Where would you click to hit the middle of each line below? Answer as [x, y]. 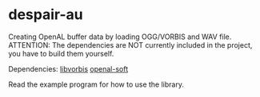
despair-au [46, 15]
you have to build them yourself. [61, 53]
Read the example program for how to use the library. [96, 84]
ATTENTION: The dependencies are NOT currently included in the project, [130, 45]
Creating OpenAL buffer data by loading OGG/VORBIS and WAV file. [120, 37]
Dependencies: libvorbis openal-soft [68, 68]
